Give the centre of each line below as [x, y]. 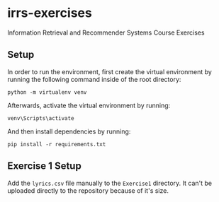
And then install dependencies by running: [69, 131]
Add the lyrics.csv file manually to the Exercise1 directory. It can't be [110, 183]
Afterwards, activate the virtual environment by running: [89, 105]
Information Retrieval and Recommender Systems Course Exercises [106, 32]
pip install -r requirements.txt [57, 144]
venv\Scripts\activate [41, 118]
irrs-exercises [50, 13]
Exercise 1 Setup [44, 166]
